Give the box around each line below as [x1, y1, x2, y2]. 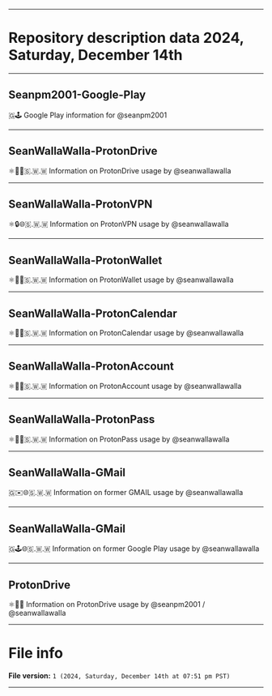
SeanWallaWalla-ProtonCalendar [8, 306, 178, 320]
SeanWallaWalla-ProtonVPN [8, 197, 153, 211]
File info [8, 644, 63, 663]
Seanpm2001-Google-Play [8, 88, 147, 102]
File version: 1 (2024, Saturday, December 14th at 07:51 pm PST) [8, 671, 231, 681]
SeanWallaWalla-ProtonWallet [8, 253, 163, 267]
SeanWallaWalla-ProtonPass [8, 412, 155, 426]
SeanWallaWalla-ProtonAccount [8, 360, 174, 374]
